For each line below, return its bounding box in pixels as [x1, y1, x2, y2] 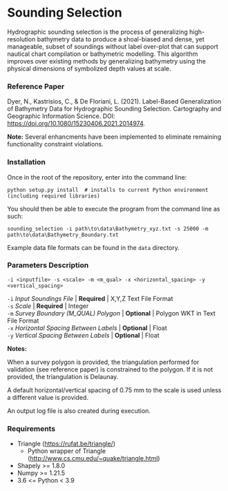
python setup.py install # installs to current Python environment [7, 186, 209, 193]
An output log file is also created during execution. [7, 406, 151, 415]
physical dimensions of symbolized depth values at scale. [7, 64, 171, 73]
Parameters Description [7, 260, 89, 270]
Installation [7, 157, 46, 167]
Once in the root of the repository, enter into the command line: [7, 173, 187, 181]
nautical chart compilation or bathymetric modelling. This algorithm [7, 50, 198, 58]
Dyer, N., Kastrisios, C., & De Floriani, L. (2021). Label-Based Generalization [7, 97, 222, 106]
